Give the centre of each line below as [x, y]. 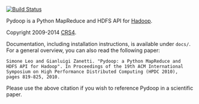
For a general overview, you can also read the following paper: [83, 50]
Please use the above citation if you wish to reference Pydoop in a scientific [100, 88]
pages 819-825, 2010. [33, 77]
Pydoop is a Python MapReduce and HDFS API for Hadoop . [79, 21]
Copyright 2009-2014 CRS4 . [41, 32]
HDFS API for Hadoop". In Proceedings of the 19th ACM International [95, 66]
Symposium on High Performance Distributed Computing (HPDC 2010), [92, 72]
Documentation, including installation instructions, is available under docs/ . [98, 44]
